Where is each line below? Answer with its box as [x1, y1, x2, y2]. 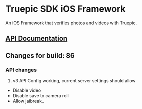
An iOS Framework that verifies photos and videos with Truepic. [5, 20, 137, 26]
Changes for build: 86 [5, 51, 75, 60]
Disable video [12, 87, 41, 93]
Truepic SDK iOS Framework [5, 3, 126, 15]
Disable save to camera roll [12, 93, 69, 99]
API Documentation [5, 34, 68, 43]
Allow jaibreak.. [12, 98, 44, 104]
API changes [5, 66, 37, 73]
